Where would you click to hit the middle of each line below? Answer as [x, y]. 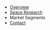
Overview [19, 7]
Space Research [26, 12]
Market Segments [27, 17]
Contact [17, 23]
